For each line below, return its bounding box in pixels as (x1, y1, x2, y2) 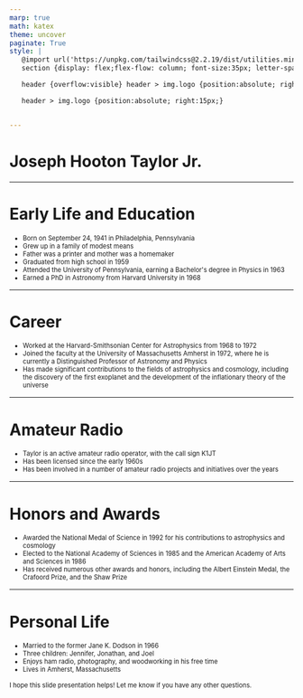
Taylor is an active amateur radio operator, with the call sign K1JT (22, 449, 216, 458)
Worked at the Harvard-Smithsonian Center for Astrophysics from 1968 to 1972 (22, 341, 257, 351)
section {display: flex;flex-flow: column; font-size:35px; (21, 64, 252, 73)
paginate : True (9, 38, 67, 48)
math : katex (9, 22, 54, 31)
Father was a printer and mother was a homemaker (22, 250, 175, 259)
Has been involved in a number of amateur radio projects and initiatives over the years (22, 465, 280, 475)
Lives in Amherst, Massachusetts (22, 665, 122, 674)
